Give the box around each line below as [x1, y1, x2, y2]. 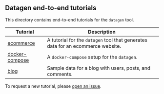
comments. [47, 71, 73, 77]
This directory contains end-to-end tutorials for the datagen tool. [5, 17, 134, 22]
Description [87, 28, 116, 35]
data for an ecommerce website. [47, 42, 121, 49]
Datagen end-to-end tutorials [5, 4, 97, 12]
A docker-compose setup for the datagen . [47, 54, 138, 60]
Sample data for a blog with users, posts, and [47, 64, 150, 71]
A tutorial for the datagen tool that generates [47, 37, 148, 43]
